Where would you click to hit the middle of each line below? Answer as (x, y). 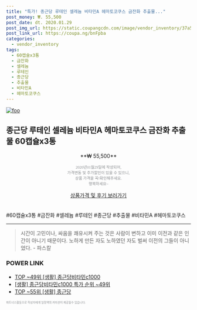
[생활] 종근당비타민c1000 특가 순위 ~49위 (62, 284)
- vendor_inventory (35, 45)
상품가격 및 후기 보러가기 (98, 195)
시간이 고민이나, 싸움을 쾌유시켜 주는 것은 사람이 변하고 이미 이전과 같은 (102, 233)
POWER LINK (25, 264)
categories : (21, 39)
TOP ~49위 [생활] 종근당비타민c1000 (57, 276)
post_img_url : (23, 28)
